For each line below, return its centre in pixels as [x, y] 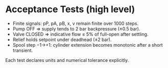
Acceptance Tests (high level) [70, 9]
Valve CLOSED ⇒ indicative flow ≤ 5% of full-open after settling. [80, 34]
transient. [23, 50]
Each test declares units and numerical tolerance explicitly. [67, 60]
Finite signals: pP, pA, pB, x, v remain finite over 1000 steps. [76, 23]
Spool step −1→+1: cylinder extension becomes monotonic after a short [88, 45]
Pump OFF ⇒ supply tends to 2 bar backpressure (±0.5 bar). [76, 28]
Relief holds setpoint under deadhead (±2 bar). [62, 40]
